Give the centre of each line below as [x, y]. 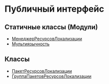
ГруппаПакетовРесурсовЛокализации [51, 76]
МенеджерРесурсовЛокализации [47, 39]
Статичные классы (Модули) [51, 27]
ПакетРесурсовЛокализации [42, 71]
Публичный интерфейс [54, 9]
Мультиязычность [31, 44]
